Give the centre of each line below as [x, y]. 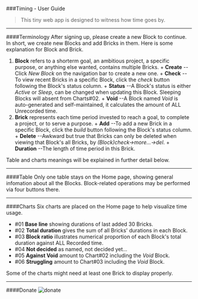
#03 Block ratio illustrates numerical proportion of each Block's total [98, 236]
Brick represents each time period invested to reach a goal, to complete [102, 117]
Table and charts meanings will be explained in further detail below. [88, 160]
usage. [14, 213]
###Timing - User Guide [36, 9]
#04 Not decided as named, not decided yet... [71, 249]
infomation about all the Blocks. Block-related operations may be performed [98, 183]
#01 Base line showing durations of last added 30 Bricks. [84, 224]
